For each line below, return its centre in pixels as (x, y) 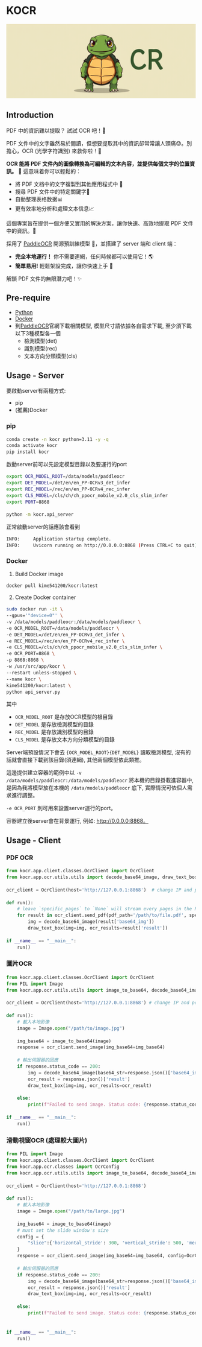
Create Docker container (45, 597)
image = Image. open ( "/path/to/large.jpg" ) (71, 1211)
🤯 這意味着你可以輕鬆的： (50, 171)
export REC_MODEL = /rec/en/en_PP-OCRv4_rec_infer (68, 489)
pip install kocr (28, 452)
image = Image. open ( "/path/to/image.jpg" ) (71, 1028)
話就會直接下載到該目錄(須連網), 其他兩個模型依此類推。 (76, 760)
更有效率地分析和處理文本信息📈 (54, 208)
